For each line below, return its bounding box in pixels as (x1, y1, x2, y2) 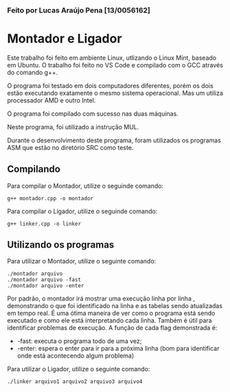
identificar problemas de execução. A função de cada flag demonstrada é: (7, 324, 218, 332)
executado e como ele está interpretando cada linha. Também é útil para (7, 316, 212, 325)
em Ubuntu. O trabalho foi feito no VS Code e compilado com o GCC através (7, 61, 223, 69)
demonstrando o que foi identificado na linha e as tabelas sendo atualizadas (7, 302, 223, 310)
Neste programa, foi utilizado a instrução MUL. (7, 122, 139, 131)
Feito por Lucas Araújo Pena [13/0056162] (7, 6, 151, 15)
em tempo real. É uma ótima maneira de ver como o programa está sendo (7, 309, 216, 318)
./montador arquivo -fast (7, 276, 81, 283)
